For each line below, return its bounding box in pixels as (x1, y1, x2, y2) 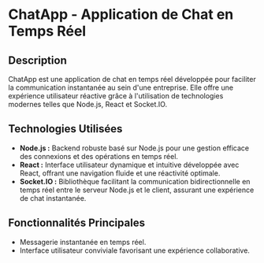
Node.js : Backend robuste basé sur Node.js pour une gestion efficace (19, 143, 250, 153)
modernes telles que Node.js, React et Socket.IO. (8, 100, 168, 109)
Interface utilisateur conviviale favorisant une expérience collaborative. (19, 246, 251, 255)
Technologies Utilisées (8, 122, 123, 135)
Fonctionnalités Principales (8, 217, 146, 230)
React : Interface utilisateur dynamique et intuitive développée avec (19, 160, 240, 169)
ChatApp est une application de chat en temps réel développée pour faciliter (8, 75, 256, 83)
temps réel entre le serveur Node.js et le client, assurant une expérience (19, 185, 255, 194)
